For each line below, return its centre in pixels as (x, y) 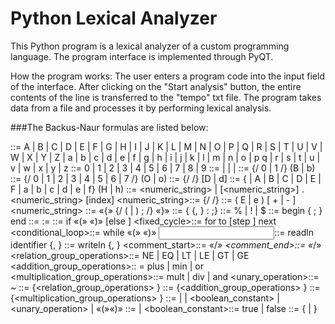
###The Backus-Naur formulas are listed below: (109, 127)
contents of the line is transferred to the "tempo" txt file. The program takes (166, 97)
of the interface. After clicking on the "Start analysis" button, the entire (156, 86)
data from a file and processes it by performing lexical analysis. (141, 108)
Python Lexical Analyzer (114, 18)
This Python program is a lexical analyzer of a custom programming (150, 46)
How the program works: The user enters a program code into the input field (167, 76)
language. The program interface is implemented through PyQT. (142, 56)
